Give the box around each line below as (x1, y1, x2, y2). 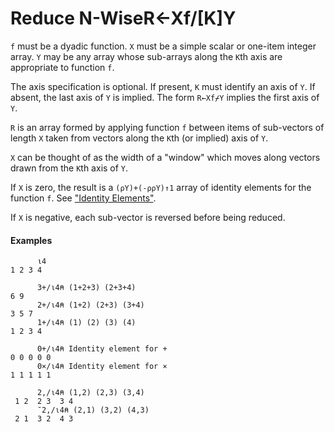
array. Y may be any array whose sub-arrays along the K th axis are (10, 50, 283, 62)
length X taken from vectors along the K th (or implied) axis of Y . (10, 132, 269, 144)
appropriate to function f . (10, 61, 115, 73)
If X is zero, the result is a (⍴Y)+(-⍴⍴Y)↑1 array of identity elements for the (10, 181, 312, 193)
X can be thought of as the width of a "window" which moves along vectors (10, 151, 321, 163)
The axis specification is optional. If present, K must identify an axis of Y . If (10, 80, 316, 92)
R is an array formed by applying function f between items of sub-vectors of (10, 121, 325, 133)
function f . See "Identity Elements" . (10, 192, 157, 204)
